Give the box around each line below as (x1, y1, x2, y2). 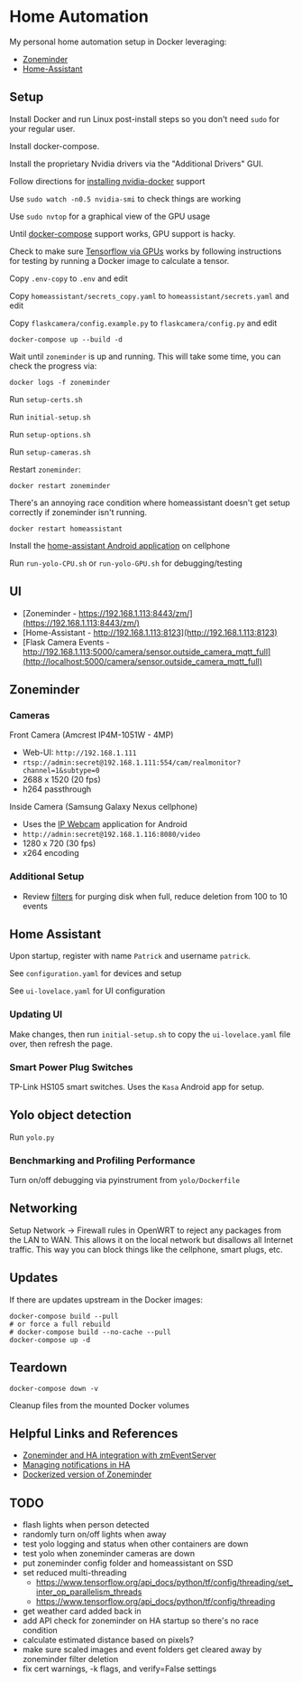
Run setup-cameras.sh (9, 446, 92, 457)
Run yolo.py (9, 1132, 55, 1142)
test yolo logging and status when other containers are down (22, 1538, 249, 1549)
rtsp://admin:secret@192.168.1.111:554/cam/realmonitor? (22, 758, 242, 767)
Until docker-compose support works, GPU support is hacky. (9, 228, 236, 239)
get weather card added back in (22, 1606, 142, 1617)
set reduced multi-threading (22, 1567, 128, 1578)
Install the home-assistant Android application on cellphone (9, 540, 231, 550)
